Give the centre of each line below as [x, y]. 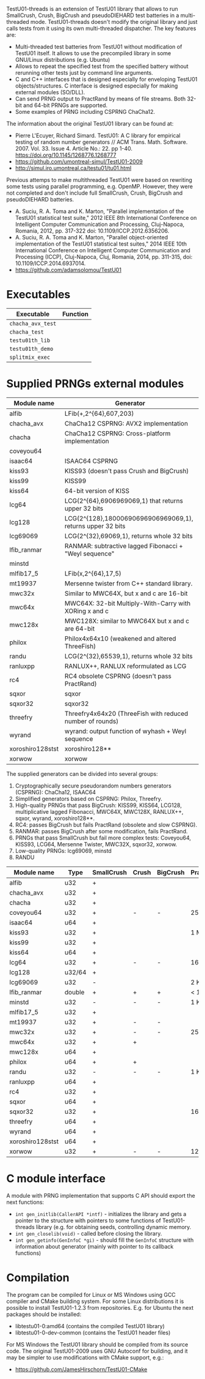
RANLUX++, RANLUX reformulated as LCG [125, 666]
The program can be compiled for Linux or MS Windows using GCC [91, 1294]
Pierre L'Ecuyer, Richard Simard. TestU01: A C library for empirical [98, 135]
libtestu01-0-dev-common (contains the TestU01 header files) [93, 1332]
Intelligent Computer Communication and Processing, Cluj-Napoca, [100, 224]
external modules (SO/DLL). [50, 92]
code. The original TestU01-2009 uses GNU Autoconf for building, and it [97, 1351]
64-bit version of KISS [97, 490]
